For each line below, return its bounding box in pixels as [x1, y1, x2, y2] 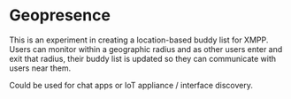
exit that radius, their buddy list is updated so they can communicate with [9, 53, 277, 64]
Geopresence [9, 5, 111, 26]
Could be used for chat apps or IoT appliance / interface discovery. [9, 80, 254, 90]
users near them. [9, 63, 72, 73]
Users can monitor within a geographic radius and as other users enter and [9, 43, 283, 54]
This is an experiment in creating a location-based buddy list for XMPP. [9, 34, 269, 45]
